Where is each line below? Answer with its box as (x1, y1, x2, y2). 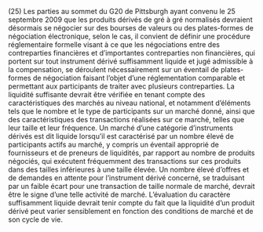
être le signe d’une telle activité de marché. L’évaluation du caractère (8, 190, 231, 199)
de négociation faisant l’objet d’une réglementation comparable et (32, 74, 246, 82)
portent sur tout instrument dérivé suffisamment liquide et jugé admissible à (8, 56, 254, 66)
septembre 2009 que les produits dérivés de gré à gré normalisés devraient (8, 15, 253, 24)
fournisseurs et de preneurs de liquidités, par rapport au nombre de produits (8, 148, 255, 158)
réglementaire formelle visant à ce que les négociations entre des (8, 40, 220, 49)
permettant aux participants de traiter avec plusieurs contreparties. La (8, 82, 236, 91)
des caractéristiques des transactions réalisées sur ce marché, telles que (8, 115, 245, 124)
